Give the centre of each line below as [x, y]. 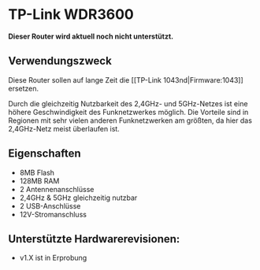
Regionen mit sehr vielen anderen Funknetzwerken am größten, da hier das [130, 120]
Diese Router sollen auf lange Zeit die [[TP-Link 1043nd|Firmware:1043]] [126, 80]
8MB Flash [37, 172]
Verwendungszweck [60, 61]
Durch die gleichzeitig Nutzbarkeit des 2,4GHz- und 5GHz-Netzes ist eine [128, 103]
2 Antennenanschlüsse [57, 189]
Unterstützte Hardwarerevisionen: [94, 239]
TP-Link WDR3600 [71, 15]
